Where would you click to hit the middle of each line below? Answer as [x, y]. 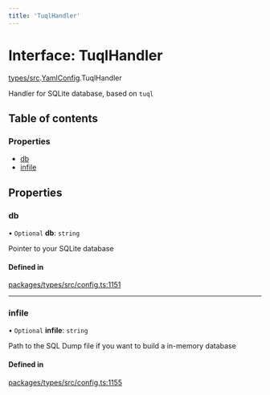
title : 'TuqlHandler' [45, 16]
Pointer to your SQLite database [61, 248]
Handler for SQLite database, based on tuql [81, 93]
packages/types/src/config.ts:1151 [65, 285]
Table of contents [53, 118]
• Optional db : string [44, 233]
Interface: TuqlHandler [86, 55]
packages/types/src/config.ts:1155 [65, 382]
